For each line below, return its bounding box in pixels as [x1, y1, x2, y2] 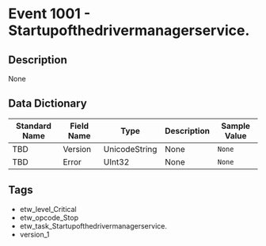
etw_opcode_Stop [19, 213, 79, 222]
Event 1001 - [8, 5, 91, 23]
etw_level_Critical [19, 204, 77, 214]
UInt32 [103, 156, 130, 167]
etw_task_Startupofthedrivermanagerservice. [19, 221, 168, 230]
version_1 [19, 229, 50, 239]
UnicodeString [103, 143, 158, 154]
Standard [15, 120, 51, 131]
